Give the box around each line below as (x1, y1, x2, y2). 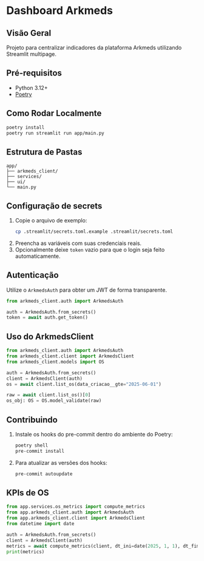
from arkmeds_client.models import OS (6, 359, 104, 365)
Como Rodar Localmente (6, 108, 102, 119)
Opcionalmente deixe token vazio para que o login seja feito (15, 246, 165, 253)
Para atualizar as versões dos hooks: (15, 459, 107, 466)
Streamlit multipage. (6, 50, 56, 58)
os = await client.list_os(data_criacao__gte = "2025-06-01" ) (6, 381, 162, 387)
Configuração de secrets (6, 201, 103, 211)
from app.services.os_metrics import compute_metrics (6, 504, 146, 510)
